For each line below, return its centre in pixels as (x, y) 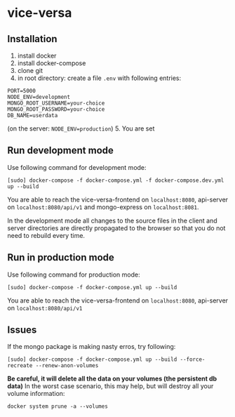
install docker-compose (52, 63)
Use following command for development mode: (77, 167)
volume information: (36, 394)
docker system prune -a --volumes (58, 406)
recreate (20, 366)
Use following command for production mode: (74, 274)
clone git (30, 71)
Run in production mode (61, 258)
